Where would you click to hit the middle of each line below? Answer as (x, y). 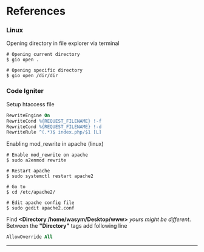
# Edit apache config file (40, 203)
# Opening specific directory (45, 70)
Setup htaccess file (30, 104)
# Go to (16, 187)
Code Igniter (25, 91)
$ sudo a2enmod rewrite (36, 160)
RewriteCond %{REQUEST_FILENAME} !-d (54, 127)
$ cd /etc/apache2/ (31, 192)
